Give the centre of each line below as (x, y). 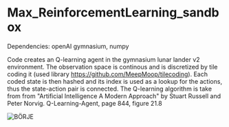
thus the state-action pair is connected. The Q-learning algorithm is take (109, 89)
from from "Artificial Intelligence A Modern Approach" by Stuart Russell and (114, 96)
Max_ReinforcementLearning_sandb (113, 13)
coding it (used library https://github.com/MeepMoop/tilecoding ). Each (108, 74)
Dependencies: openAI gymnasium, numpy (68, 46)
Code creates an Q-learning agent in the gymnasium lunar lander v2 (104, 59)
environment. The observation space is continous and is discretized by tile (112, 67)
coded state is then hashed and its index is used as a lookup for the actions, (115, 81)
